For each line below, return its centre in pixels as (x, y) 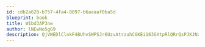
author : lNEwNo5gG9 (31, 29)
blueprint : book (27, 18)
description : (23, 35)
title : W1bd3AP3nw (30, 23)
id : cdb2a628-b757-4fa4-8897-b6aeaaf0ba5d (61, 12)
